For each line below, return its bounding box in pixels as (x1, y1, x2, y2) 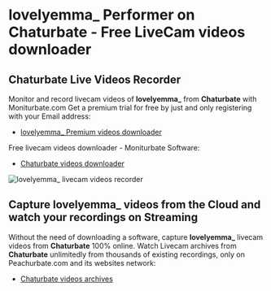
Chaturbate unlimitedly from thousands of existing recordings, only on (8, 250, 246, 259)
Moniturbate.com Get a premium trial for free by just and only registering (8, 103, 252, 112)
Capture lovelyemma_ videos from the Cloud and (8, 198, 261, 212)
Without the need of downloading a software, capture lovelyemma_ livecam (8, 232, 264, 241)
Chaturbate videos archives (20, 274, 114, 284)
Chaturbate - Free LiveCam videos (8, 23, 246, 41)
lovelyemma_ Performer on (8, 6, 195, 24)
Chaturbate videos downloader (20, 159, 125, 168)
